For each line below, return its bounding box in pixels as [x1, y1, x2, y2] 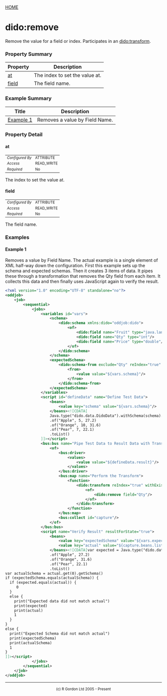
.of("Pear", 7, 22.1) [49, 427, 94, 432]
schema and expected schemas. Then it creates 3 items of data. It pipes [5, 268, 153, 274]
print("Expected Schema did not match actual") [9, 631, 110, 636]
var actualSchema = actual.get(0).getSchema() [5, 571, 103, 576]
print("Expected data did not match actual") [14, 598, 110, 604]
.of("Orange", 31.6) [49, 557, 92, 562]
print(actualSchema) [9, 640, 52, 645]
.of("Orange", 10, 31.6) [49, 422, 101, 428]
